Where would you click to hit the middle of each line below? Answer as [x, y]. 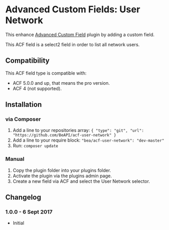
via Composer [23, 119]
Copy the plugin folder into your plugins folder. [62, 170]
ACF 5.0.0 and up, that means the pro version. [61, 83]
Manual [15, 159]
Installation [24, 104]
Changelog [23, 197]
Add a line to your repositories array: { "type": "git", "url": [78, 130]
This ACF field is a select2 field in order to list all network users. [72, 44]
